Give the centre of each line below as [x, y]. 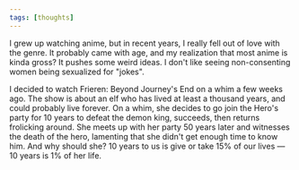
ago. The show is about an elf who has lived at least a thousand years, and [147, 98]
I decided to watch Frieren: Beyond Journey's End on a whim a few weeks [146, 89]
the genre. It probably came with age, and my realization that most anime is [149, 52]
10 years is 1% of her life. [55, 155]
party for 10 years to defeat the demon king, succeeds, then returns [135, 117]
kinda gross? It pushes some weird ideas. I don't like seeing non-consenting [150, 62]
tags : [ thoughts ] [42, 17]
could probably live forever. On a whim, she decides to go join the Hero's [144, 107]
